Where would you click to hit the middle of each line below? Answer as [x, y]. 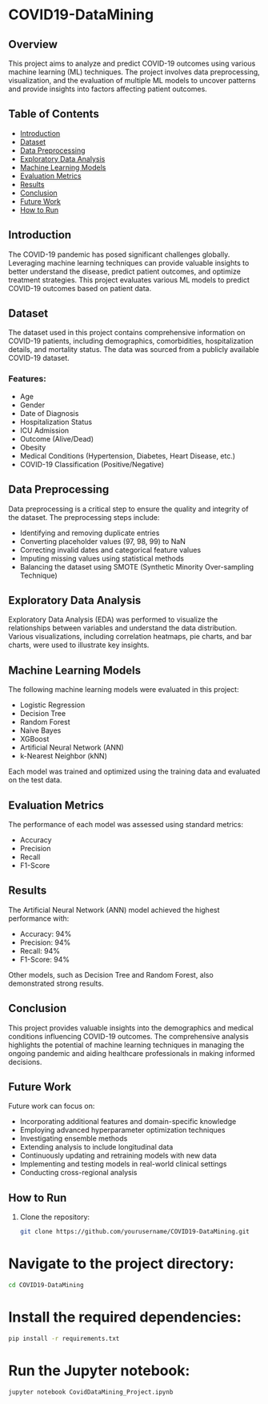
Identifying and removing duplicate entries [90, 533]
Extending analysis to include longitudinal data [96, 1147]
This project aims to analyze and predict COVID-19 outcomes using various [132, 63]
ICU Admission [44, 430]
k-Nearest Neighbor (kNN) [64, 756]
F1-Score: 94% [45, 959]
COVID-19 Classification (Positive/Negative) [92, 464]
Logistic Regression [52, 705]
